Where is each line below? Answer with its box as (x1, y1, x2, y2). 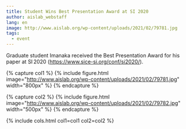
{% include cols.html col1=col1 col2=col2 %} (6, 117, 115, 124)
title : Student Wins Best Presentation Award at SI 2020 (6, 8, 149, 15)
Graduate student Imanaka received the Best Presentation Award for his (6, 52, 180, 59)
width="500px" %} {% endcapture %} (6, 106, 99, 113)
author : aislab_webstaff (6, 14, 67, 20)
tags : (6, 30, 19, 36)
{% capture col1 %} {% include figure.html (6, 70, 109, 76)
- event (11, 36, 31, 42)
